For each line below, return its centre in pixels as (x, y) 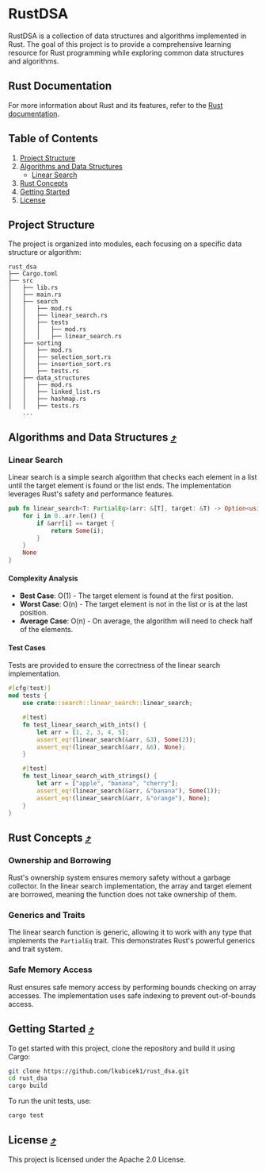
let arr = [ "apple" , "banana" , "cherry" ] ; (108, 784)
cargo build (28, 1086)
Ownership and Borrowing (60, 860)
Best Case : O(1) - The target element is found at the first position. (126, 596)
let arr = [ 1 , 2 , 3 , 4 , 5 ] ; (83, 732)
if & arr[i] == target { (76, 523)
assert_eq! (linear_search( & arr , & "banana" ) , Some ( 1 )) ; (129, 791)
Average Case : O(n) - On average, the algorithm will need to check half (136, 621)
